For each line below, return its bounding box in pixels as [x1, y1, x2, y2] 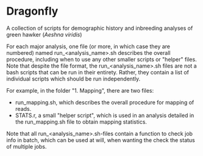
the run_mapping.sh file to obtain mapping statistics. [15, 118, 148, 126]
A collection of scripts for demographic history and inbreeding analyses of [6, 24, 193, 32]
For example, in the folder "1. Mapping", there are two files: [6, 87, 154, 94]
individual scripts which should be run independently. [6, 75, 141, 82]
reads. [15, 105, 32, 112]
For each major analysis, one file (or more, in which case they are [6, 43, 171, 50]
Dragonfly [6, 4, 59, 18]
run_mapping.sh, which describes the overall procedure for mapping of [15, 99, 194, 106]
